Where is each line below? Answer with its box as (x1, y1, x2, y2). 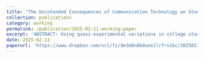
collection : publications (6, 14, 72, 21)
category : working (6, 20, 53, 26)
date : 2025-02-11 (6, 37, 50, 43)
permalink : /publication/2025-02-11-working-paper (6, 25, 137, 32)
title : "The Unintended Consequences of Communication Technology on (6, 8, 186, 15)
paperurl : (6, 43, 32, 49)
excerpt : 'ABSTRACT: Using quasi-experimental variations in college (6, 31, 186, 37)
